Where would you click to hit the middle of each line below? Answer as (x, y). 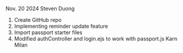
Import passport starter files (48, 32)
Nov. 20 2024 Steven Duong (40, 9)
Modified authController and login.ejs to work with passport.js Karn (96, 39)
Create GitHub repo (38, 20)
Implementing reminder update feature (61, 26)
